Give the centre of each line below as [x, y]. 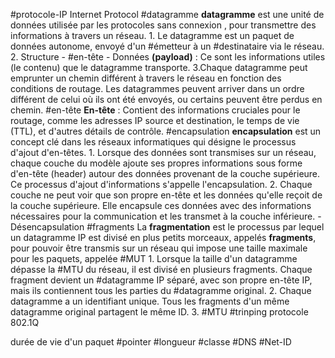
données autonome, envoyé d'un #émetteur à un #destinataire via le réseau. [167, 46]
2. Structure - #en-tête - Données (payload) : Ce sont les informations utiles [168, 57]
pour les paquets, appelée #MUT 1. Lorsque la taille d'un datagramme [154, 258]
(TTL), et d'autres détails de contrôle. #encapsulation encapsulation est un [166, 131]
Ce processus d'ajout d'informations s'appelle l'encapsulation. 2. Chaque [161, 184]
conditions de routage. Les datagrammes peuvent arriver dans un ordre [157, 88]
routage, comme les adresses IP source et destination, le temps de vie [155, 120]
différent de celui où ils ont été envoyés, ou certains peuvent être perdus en [166, 99]
